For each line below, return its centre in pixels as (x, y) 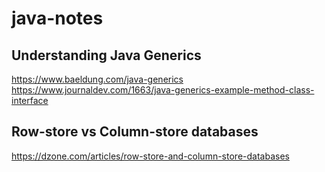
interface (30, 100)
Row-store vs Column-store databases (135, 132)
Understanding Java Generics (106, 55)
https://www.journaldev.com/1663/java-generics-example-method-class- (163, 90)
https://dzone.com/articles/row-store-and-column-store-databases (150, 156)
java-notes (57, 18)
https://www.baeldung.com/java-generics (97, 79)
